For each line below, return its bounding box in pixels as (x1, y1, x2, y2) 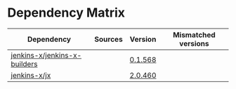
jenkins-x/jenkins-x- (11, 50, 82, 60)
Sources (94, 34, 123, 44)
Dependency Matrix (7, 5, 125, 21)
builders (11, 59, 38, 69)
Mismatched (173, 30, 216, 40)
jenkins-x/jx (11, 70, 51, 80)
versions (178, 38, 209, 48)
